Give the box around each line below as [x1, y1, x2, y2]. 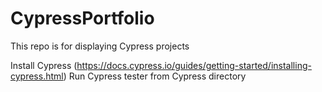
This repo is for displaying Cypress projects [10, 40, 190, 52]
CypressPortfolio [10, 7, 155, 30]
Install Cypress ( [10, 59, 78, 71]
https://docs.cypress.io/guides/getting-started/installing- [76, 59, 312, 71]
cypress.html [10, 70, 64, 82]
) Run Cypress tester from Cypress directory [63, 70, 247, 82]
